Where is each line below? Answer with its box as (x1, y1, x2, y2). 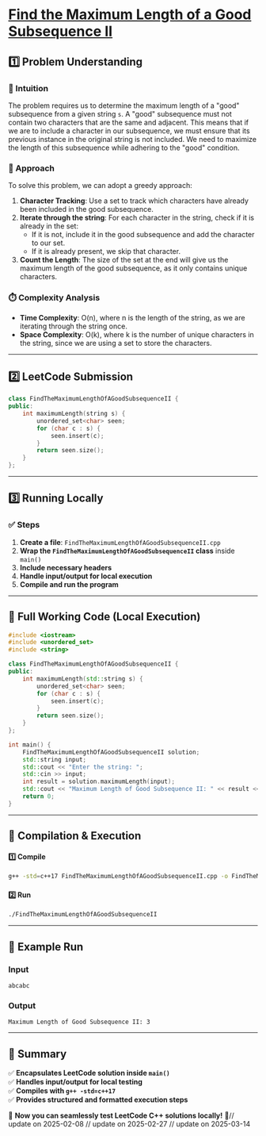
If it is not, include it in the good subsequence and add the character (31, 230, 255, 240)
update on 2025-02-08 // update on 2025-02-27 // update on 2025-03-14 (8, 1119, 251, 1129)
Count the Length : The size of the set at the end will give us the (19, 255, 229, 265)
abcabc (8, 982, 30, 990)
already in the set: (19, 221, 79, 231)
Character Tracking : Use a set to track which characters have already (19, 196, 249, 205)
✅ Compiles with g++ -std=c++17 (8, 1086, 116, 1096)
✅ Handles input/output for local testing (8, 1077, 142, 1087)
